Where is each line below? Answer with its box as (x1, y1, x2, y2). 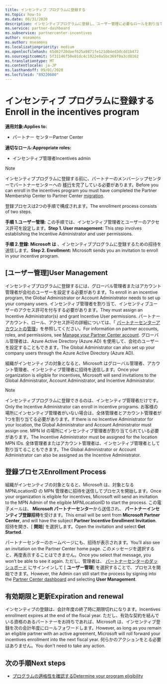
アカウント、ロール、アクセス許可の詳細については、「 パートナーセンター (5, 319, 156, 325)
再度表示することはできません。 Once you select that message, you (13, 552, 152, 558)
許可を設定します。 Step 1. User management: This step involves (9, 225, 142, 231)
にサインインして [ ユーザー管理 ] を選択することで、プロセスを (28, 565, 157, 571)
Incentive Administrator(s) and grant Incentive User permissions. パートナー (5, 313, 161, 319)
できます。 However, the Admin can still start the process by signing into (9, 571, 157, 577)
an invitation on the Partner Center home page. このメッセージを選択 (5, 546, 146, 552)
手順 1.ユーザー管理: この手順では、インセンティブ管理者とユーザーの (5, 219, 147, 225)
